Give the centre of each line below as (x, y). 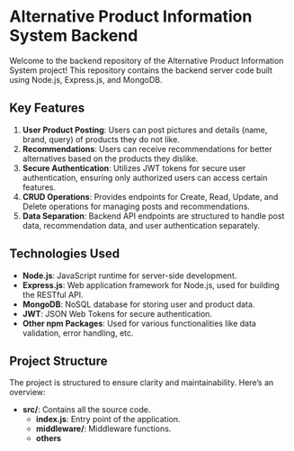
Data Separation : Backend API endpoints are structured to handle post (153, 216)
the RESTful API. (53, 294)
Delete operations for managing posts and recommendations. (136, 206)
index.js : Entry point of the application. (108, 419)
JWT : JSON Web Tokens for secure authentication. (117, 313)
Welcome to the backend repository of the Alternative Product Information (147, 60)
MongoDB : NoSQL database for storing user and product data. (138, 304)
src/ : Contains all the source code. (86, 410)
